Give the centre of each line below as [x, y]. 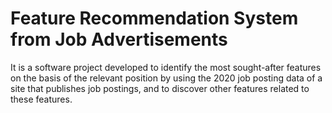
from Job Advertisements [119, 39]
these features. [41, 99]
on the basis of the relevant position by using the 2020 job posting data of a [166, 78]
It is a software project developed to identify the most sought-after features [166, 67]
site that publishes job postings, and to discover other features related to [160, 88]
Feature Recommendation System [154, 18]
